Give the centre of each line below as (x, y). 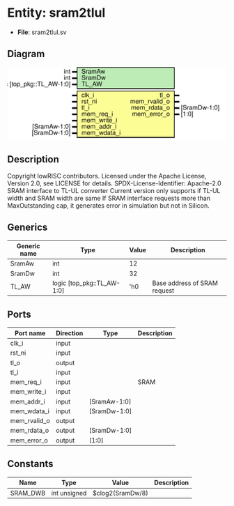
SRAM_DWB (28, 493)
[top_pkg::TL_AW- (94, 283)
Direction (69, 333)
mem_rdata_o (30, 431)
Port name (30, 333)
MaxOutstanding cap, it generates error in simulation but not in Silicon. (109, 205)
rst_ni (18, 353)
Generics (28, 228)
